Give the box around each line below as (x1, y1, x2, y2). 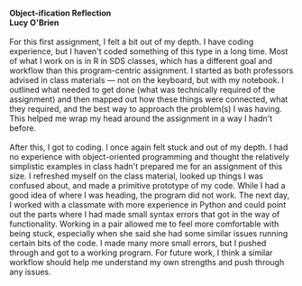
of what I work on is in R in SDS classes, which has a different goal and (9, 56, 273, 66)
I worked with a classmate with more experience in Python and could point (9, 199, 287, 210)
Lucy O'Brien (9, 17, 59, 28)
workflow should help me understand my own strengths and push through (9, 257, 285, 267)
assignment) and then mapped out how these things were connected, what (9, 94, 288, 105)
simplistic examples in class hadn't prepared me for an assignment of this (9, 161, 283, 171)
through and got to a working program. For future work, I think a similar (9, 247, 273, 258)
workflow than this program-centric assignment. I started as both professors (9, 65, 294, 76)
